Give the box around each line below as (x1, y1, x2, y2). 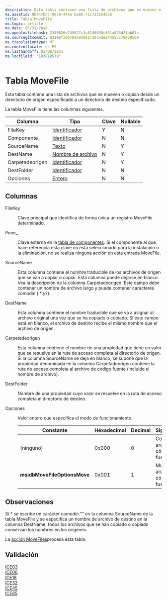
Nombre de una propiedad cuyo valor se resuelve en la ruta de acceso (17, 391, 162, 397)
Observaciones (5, 498, 54, 506)
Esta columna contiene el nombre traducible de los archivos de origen (17, 269, 161, 275)
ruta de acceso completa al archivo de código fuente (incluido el (17, 366, 150, 372)
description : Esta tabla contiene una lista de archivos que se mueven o (5, 7, 162, 12)
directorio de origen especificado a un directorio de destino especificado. (5, 97, 157, 102)
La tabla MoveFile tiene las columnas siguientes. (5, 106, 104, 112)
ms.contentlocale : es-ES (5, 44, 57, 49)
